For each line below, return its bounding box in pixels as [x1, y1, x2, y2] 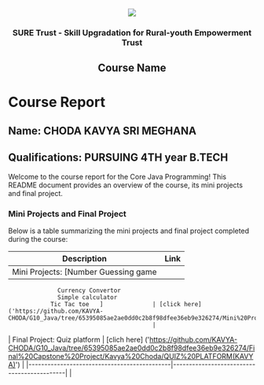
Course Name [97, 61, 167, 75]
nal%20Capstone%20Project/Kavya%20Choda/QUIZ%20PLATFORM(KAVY [8, 352, 254, 361]
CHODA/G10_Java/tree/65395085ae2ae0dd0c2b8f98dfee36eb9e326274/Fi [8, 343, 255, 353]
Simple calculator [57, 294, 118, 302]
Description [61, 254, 108, 264]
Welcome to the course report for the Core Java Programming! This [8, 172, 226, 181]
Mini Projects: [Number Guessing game [12, 267, 157, 277]
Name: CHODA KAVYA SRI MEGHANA [8, 124, 196, 137]
